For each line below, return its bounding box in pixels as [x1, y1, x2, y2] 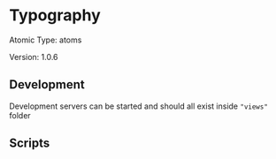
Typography [9, 5, 102, 26]
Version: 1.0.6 [9, 51, 59, 62]
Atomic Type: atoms [9, 34, 82, 45]
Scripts [9, 136, 50, 151]
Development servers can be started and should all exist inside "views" [9, 101, 268, 111]
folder [9, 110, 31, 120]
